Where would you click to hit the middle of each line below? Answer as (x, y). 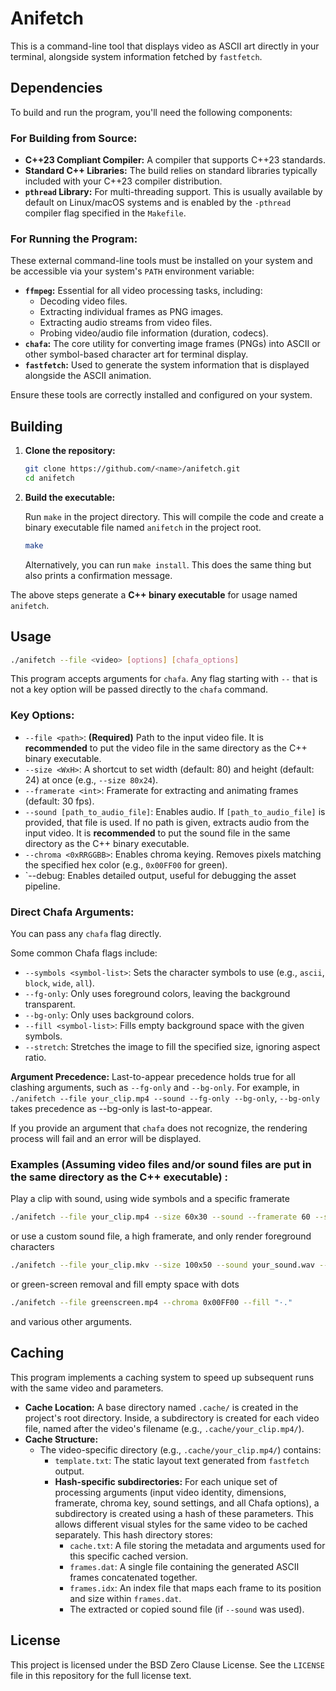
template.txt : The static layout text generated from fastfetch (182, 1460)
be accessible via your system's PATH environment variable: (132, 271)
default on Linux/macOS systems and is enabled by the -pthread (158, 203)
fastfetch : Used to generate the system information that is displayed (167, 365)
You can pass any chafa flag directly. (86, 934)
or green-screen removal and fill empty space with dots (125, 1284)
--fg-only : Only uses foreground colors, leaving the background (157, 994)
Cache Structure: (61, 1439)
